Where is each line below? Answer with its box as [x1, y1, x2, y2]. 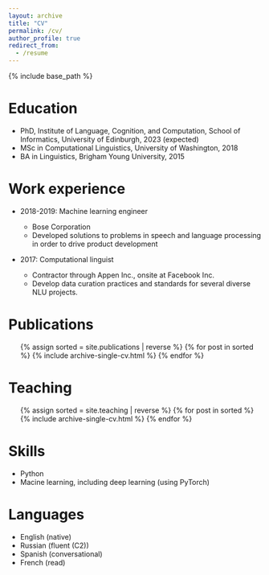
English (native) [19, 532, 72, 541]
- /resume [15, 49, 48, 57]
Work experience [8, 180, 126, 198]
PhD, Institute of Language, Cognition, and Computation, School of [19, 125, 241, 135]
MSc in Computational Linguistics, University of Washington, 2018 [19, 142, 238, 153]
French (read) [19, 557, 66, 567]
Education [8, 100, 78, 117]
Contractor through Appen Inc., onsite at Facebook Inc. [31, 270, 215, 280]
